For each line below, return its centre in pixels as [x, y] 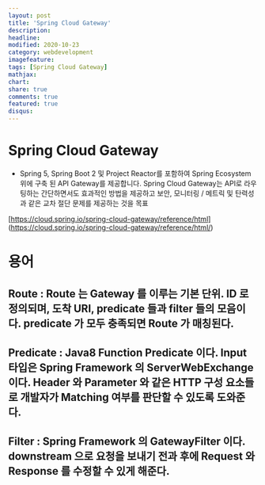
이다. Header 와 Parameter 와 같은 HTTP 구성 [116, 382]
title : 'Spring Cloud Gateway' [60, 23]
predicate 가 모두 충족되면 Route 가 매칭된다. [129, 323]
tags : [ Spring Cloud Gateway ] [58, 67]
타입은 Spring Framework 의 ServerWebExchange [131, 367]
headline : [25, 38]
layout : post [30, 15]
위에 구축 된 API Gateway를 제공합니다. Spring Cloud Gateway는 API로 [131, 183]
